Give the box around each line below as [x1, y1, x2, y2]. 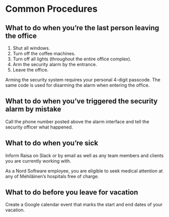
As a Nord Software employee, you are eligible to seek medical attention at [5, 167, 163, 174]
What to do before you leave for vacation [5, 188, 138, 197]
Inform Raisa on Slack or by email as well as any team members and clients [5, 152, 164, 159]
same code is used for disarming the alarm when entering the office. [5, 82, 150, 88]
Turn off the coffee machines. [12, 51, 76, 56]
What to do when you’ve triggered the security [5, 97, 158, 105]
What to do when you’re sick [5, 139, 98, 147]
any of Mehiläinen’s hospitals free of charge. [5, 173, 99, 179]
